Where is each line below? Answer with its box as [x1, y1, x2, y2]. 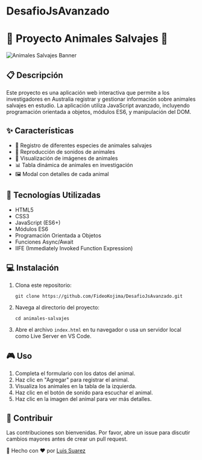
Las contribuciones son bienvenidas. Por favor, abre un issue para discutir [6, 429, 191, 436]
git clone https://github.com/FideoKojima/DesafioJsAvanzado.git [14, 294, 183, 300]
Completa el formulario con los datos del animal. [14, 370, 136, 377]
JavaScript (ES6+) [14, 219, 61, 226]
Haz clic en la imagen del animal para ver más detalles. [14, 395, 152, 403]
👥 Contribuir [6, 413, 53, 423]
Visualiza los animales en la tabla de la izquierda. [14, 383, 137, 390]
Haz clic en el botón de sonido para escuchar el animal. [14, 389, 153, 396]
